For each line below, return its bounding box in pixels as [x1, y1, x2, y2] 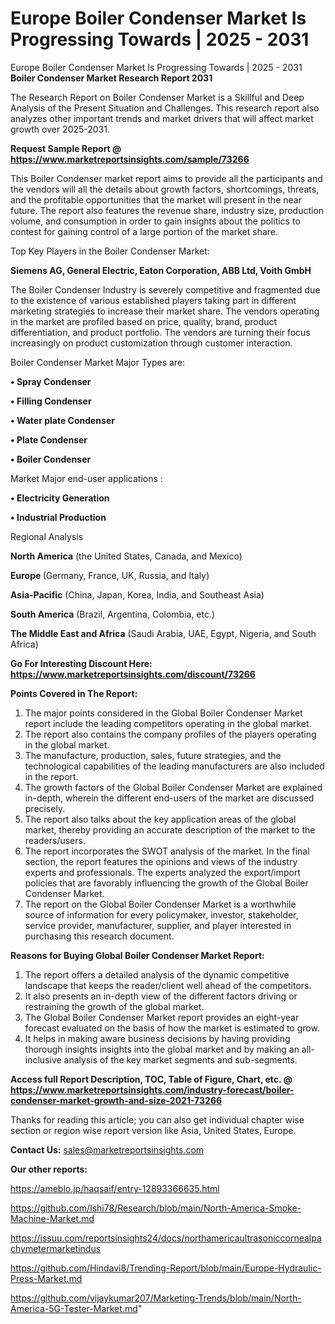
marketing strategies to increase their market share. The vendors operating [10, 305, 320, 317]
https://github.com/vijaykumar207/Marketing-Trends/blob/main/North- [10, 1292, 302, 1304]
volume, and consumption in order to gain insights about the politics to [10, 215, 301, 227]
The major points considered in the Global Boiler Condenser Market [24, 707, 303, 719]
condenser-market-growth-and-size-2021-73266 [10, 1094, 223, 1106]
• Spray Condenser [10, 375, 92, 387]
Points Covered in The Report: [10, 687, 138, 699]
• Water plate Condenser [10, 414, 115, 426]
